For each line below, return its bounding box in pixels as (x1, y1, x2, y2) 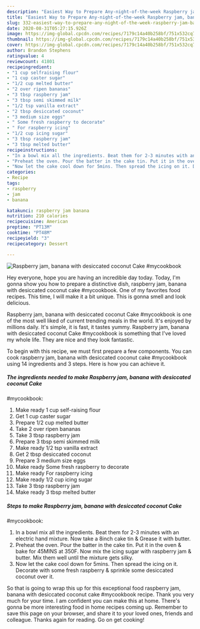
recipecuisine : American (7, 218, 68, 225)
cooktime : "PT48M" (7, 230, 52, 236)
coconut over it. (15, 573, 54, 580)
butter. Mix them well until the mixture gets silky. (15, 554, 134, 561)
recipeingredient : (7, 64, 52, 70)
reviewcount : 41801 (7, 58, 55, 64)
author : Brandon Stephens (7, 48, 71, 54)
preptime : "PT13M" (7, 224, 52, 230)
